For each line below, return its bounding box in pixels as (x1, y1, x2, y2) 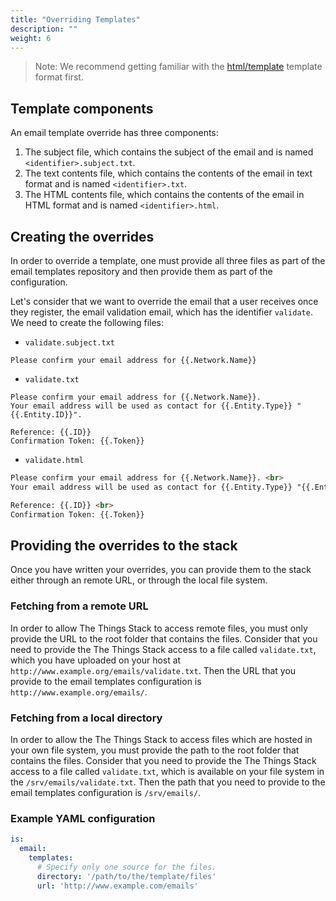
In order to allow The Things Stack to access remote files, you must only (10, 622, 308, 634)
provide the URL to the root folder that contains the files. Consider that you (10, 632, 318, 645)
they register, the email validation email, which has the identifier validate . (10, 306, 313, 318)
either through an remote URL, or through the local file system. (10, 574, 268, 586)
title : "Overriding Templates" (10, 14, 141, 25)
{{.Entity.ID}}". (10, 410, 83, 420)
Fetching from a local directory (10, 711, 163, 725)
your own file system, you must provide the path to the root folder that (10, 744, 300, 756)
